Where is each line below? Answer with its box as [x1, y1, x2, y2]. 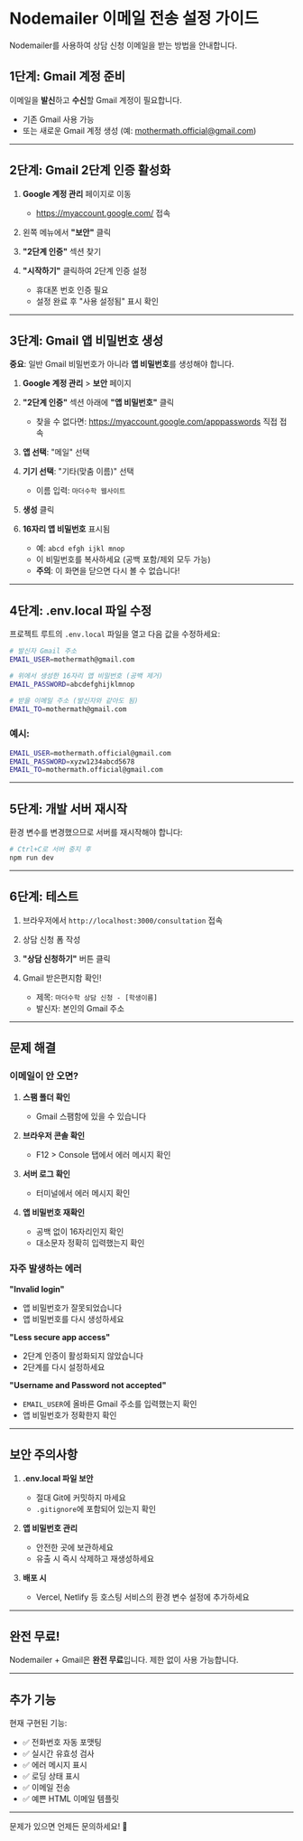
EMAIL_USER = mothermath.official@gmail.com [9, 748, 171, 757]
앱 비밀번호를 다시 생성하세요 [22, 1313, 124, 1324]
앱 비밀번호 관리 [22, 1522, 78, 1533]
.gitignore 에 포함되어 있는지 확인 [35, 1503, 156, 1514]
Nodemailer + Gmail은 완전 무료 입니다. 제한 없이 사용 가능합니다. [9, 1655, 239, 1666]
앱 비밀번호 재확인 [22, 1207, 86, 1218]
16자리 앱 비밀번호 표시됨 [22, 523, 111, 534]
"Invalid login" [9, 1283, 65, 1294]
